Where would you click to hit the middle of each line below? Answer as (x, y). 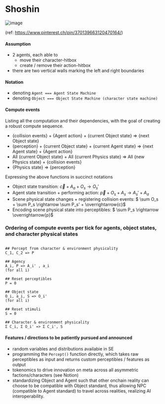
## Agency (15, 262)
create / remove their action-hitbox (55, 65)
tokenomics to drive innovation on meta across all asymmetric (75, 370)
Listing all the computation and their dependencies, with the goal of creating (83, 120)
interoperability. (28, 396)
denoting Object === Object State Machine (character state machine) (85, 98)
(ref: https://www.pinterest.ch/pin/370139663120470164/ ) (64, 32)
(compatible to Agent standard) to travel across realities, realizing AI (82, 391)
